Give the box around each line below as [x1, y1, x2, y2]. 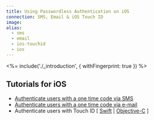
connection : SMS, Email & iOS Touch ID [6, 14, 104, 20]
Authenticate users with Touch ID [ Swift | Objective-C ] [14, 107, 149, 114]
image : [6, 19, 22, 25]
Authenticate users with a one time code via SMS [14, 94, 134, 102]
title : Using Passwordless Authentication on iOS [6, 8, 130, 15]
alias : [6, 24, 22, 31]
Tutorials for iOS [6, 79, 67, 89]
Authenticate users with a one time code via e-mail [14, 101, 138, 108]
